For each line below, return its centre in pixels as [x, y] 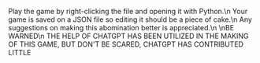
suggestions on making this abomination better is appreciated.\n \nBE [121, 28]
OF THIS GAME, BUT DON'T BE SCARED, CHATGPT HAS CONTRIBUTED [126, 44]
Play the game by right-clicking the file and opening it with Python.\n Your [128, 11]
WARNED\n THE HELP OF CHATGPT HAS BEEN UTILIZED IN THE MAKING [129, 36]
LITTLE [20, 52]
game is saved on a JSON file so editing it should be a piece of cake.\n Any [130, 19]
